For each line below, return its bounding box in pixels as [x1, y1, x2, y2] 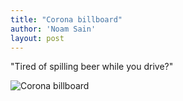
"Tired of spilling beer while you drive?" [10, 61, 174, 73]
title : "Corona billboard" [10, 14, 123, 25]
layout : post [10, 33, 65, 43]
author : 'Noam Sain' [10, 24, 97, 34]
